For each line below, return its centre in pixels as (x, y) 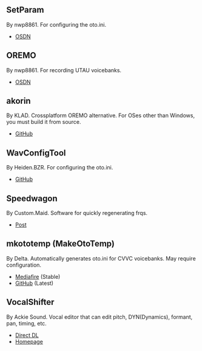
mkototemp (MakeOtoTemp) (61, 244)
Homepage (29, 341)
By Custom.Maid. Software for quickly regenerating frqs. (77, 213)
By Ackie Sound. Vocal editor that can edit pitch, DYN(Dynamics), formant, (99, 317)
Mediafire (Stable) (38, 276)
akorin (19, 101)
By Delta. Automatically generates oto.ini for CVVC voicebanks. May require (101, 258)
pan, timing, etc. (26, 323)
